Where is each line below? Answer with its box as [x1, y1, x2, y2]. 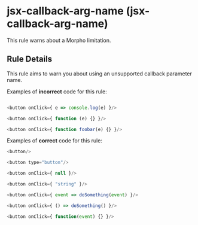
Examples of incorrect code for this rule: [7, 88, 107, 95]
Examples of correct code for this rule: [7, 137, 102, 144]
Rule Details [7, 54, 53, 64]
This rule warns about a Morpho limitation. [7, 37, 111, 44]
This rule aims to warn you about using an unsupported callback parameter [7, 70, 192, 77]
